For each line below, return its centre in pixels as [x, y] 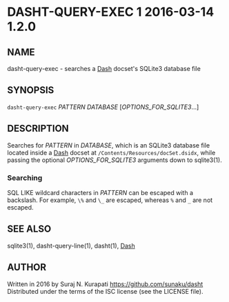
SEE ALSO [29, 229]
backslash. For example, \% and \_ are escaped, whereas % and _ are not [110, 200]
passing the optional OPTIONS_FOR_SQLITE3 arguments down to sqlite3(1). [114, 160]
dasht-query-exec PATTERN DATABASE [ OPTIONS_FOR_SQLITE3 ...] [103, 107]
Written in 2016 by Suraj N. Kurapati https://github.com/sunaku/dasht [105, 284]
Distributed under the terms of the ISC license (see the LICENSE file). [105, 291]
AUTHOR [27, 267]
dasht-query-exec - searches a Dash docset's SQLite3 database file [104, 69]
